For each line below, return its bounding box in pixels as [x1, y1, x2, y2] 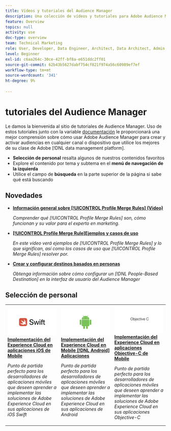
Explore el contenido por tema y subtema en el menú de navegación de [12, 160, 164, 166]
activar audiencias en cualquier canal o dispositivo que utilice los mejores [5, 139, 160, 146]
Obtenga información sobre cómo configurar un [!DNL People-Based [12, 271, 158, 277]
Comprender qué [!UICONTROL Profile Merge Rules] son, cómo [12, 214, 146, 221]
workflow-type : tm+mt [5, 67, 51, 73]
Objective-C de [114, 350, 149, 356]
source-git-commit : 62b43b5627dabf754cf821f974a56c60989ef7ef [5, 62, 140, 67]
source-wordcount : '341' [5, 73, 58, 78]
